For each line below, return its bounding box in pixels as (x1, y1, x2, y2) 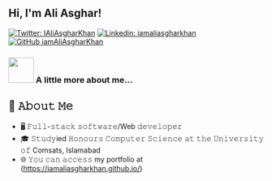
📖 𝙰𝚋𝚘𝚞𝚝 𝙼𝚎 (8, 99, 74, 113)
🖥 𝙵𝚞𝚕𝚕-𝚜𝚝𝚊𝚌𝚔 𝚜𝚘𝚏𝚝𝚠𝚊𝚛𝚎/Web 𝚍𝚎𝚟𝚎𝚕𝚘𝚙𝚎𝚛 (19, 121, 183, 131)
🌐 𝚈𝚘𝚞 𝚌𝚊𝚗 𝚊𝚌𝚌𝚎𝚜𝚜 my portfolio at (19, 154, 144, 164)
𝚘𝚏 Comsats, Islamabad (19, 145, 101, 155)
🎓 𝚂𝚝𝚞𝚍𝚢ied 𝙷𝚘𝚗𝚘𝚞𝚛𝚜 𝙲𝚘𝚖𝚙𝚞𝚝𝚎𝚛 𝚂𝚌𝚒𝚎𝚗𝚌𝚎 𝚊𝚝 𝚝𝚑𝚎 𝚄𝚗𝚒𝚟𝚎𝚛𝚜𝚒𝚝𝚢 (19, 133, 264, 143)
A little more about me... (35, 74, 133, 85)
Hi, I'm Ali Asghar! (8, 6, 102, 20)
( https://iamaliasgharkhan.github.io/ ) (19, 163, 143, 173)
